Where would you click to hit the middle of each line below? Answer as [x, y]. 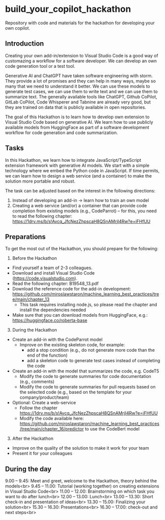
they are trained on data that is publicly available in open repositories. [76, 107]
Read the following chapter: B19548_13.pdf [55, 284]
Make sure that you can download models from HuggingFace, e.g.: [80, 315]
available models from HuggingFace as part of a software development [77, 127]
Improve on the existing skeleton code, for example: [72, 345]
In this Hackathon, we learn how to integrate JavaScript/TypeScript [73, 160]
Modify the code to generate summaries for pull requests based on [88, 387]
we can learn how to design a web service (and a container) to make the [78, 176]
